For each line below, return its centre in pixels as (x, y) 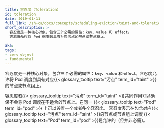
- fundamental (20, 59)
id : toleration (20, 14)
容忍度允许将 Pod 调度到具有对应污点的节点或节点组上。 (59, 37)
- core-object (20, 55)
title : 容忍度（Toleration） (33, 9)
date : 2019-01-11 (23, 18)
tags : (10, 50)
